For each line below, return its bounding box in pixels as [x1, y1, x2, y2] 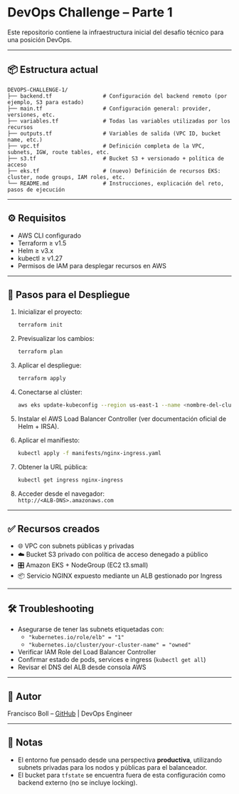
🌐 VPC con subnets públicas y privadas [17, 541, 134, 550]
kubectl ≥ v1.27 [17, 254, 63, 263]
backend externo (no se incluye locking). [17, 778, 138, 787]
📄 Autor [7, 690, 42, 703]
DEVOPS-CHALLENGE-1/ [7, 86, 69, 93]
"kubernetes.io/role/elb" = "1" [28, 634, 124, 641]
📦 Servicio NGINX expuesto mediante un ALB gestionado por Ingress [17, 571, 223, 580]
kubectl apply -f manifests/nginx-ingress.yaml [17, 449, 161, 457]
